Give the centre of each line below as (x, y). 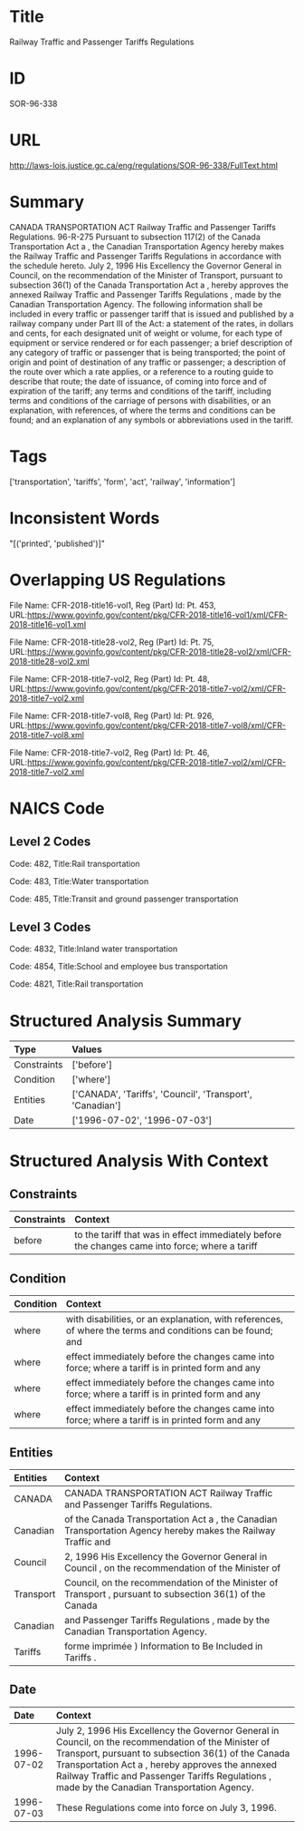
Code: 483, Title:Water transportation (79, 881)
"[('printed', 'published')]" (57, 543)
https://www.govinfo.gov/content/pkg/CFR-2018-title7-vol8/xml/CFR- (157, 725)
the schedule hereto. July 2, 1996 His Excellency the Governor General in (146, 266)
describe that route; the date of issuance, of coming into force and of (138, 381)
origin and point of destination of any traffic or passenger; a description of (148, 362)
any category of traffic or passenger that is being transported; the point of (148, 352)
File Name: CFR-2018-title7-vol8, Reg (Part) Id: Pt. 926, (112, 716)
